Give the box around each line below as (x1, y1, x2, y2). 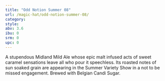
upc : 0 (5, 40, 19, 45)
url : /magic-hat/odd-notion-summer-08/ (5, 12, 89, 17)
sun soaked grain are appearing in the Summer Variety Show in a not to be (5, 64, 160, 70)
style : (5, 21, 19, 27)
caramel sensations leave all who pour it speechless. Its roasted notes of (5, 59, 156, 65)
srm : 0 (5, 36, 19, 41)
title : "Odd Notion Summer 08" (5, 7, 71, 13)
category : (5, 17, 26, 22)
